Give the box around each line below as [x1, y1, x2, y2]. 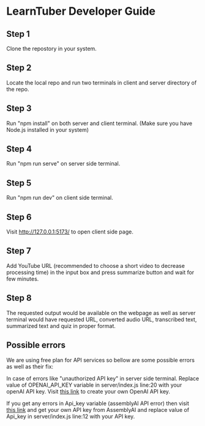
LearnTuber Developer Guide [6, 4, 156, 18]
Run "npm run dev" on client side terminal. [6, 194, 113, 202]
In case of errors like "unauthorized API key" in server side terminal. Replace [6, 375, 199, 382]
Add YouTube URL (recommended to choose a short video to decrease [6, 262, 185, 269]
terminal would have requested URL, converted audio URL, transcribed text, [6, 316, 197, 323]
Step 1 [6, 29, 31, 39]
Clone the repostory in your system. [6, 45, 97, 52]
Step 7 [6, 246, 32, 256]
